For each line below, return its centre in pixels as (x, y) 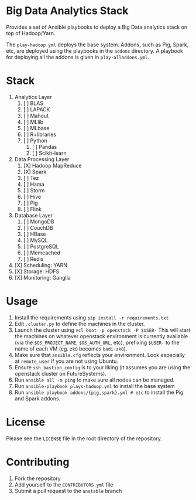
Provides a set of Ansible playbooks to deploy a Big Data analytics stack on (97, 27)
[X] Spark (35, 172)
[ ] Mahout (36, 115)
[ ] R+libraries (40, 134)
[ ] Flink (32, 209)
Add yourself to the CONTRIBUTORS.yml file (64, 484)
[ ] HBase (35, 234)
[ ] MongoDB (39, 222)
